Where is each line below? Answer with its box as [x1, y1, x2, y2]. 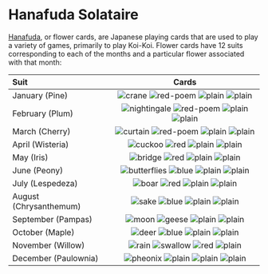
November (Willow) [12, 240, 85, 251]
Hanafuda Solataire [8, 6, 139, 24]
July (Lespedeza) [12, 177, 78, 189]
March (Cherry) [12, 125, 71, 137]
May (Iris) [12, 152, 49, 163]
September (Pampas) [12, 213, 93, 224]
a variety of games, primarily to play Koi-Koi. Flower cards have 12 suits [8, 40, 243, 50]
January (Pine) [12, 89, 68, 101]
